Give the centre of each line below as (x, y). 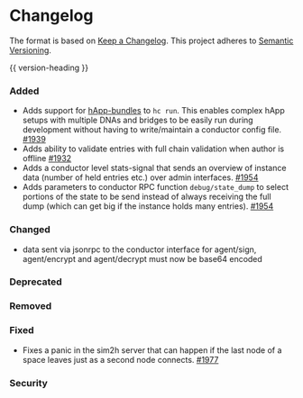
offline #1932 (47, 158)
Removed (31, 306)
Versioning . (31, 50)
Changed (30, 230)
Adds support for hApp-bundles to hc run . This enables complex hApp (154, 111)
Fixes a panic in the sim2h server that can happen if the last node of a (152, 350)
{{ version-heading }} (49, 68)
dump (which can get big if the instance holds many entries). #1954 (148, 206)
